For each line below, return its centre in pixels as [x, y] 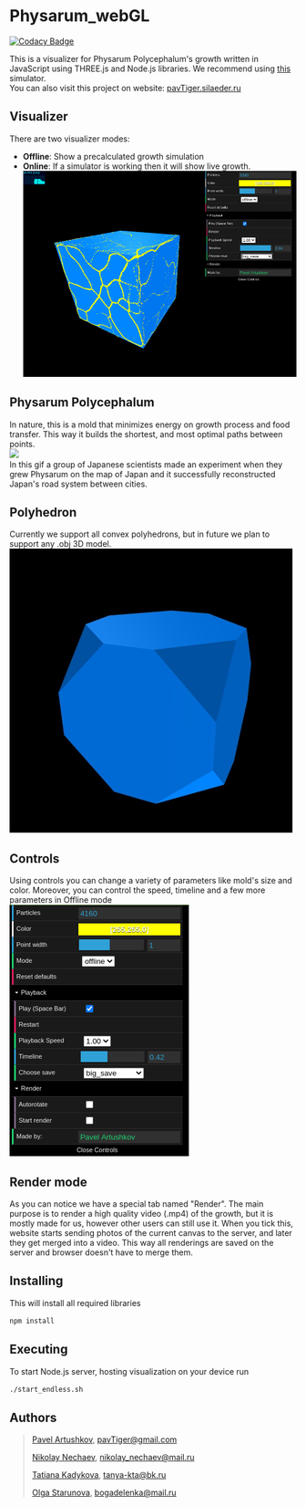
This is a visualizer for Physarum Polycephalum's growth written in [134, 58]
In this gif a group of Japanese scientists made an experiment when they [146, 464]
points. [22, 444]
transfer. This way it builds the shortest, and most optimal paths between [146, 434]
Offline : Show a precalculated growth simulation [113, 156]
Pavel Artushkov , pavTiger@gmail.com [104, 1439]
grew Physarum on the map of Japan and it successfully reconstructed [143, 474]
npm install [32, 1321]
